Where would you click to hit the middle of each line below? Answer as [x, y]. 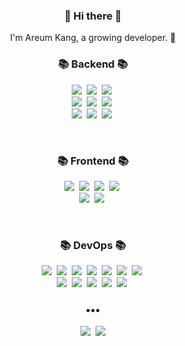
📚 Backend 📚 [93, 64]
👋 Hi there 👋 [93, 16]
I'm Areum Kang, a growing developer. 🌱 [93, 38]
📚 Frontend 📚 [93, 161]
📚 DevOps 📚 [93, 245]
